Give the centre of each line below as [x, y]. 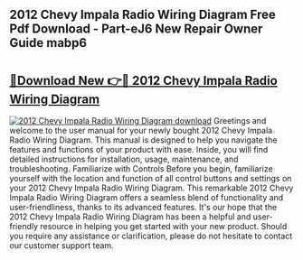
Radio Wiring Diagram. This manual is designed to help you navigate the [143, 140]
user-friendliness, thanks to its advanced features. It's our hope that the [143, 207]
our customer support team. [62, 246]
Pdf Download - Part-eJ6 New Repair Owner [136, 29]
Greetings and [240, 121]
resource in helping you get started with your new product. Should [164, 226]
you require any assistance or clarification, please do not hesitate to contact [151, 236]
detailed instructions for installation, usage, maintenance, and [124, 159]
